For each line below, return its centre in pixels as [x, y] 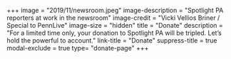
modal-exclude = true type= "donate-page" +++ [78, 48]
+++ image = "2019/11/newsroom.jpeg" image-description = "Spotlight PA [115, 10]
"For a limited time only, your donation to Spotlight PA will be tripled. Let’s [114, 33]
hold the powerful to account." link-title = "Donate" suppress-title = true [112, 41]
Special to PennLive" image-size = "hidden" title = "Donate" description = [115, 25]
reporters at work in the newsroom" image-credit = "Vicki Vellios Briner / [113, 18]
